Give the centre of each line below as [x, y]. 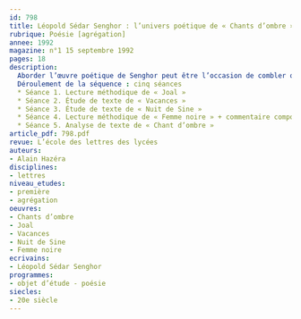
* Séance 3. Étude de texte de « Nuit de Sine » [110, 109]
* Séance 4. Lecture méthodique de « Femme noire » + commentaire [144, 117]
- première [30, 192]
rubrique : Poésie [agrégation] [68, 34]
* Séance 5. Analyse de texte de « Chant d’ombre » [116, 126]
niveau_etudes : [38, 184]
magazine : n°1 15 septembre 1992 [72, 51]
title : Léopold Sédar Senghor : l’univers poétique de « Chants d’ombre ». [154, 26]
